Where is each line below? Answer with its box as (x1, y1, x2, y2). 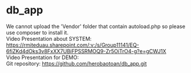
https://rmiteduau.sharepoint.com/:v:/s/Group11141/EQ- (6, 41, 139, 48)
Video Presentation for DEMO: (6, 54, 79, 61)
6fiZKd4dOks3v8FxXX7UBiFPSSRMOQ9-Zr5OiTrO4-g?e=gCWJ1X (6, 47, 166, 54)
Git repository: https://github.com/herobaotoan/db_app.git (6, 60, 147, 67)
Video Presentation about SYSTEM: (6, 35, 92, 42)
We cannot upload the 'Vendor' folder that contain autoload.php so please (6, 23, 186, 30)
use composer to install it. (6, 29, 69, 36)
